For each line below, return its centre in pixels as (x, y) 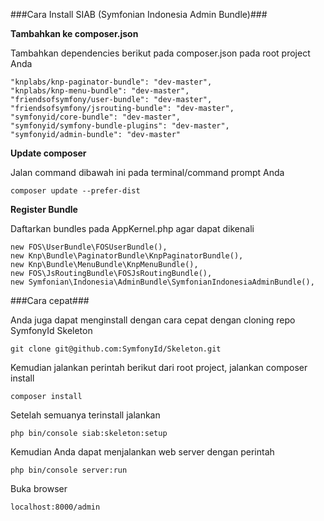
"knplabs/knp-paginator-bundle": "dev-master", (111, 82)
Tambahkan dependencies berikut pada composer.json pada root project (160, 53)
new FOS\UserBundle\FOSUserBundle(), (89, 247)
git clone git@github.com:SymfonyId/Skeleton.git (116, 349)
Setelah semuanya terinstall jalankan (85, 415)
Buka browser (39, 488)
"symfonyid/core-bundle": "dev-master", (96, 117)
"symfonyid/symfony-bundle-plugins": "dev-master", (120, 126)
